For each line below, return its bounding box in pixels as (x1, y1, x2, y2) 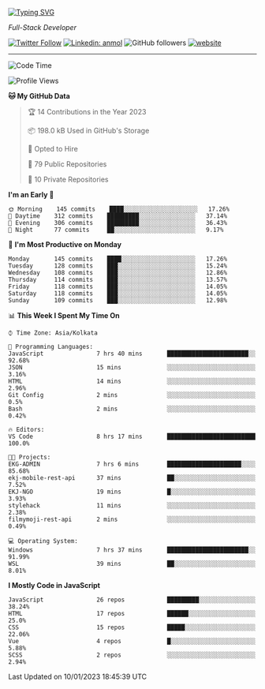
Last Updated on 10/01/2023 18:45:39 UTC (8, 672, 147, 681)
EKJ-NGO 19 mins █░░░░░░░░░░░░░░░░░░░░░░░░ (8, 488, 256, 496)
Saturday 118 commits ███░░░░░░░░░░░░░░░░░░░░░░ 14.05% (8, 290, 227, 298)
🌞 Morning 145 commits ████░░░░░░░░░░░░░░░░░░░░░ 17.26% (8, 205, 230, 213)
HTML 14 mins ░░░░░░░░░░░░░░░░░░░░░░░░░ (8, 377, 256, 385)
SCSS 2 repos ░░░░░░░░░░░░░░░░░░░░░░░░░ (8, 651, 256, 659)
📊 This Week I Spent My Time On (8, 311, 120, 320)
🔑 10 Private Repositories (27, 174, 109, 184)
